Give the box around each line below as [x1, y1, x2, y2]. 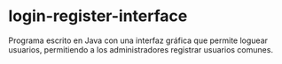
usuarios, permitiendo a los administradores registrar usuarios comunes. [8, 44, 274, 54]
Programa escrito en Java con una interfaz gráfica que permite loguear [8, 35, 268, 46]
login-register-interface [8, 6, 188, 26]
